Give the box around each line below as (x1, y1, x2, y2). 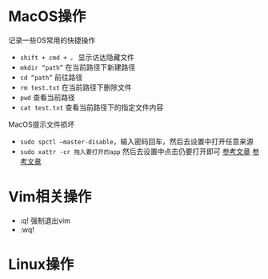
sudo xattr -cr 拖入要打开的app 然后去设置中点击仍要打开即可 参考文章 (19, 146, 250, 156)
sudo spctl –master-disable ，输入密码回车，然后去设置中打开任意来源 (19, 136, 254, 146)
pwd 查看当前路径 (19, 92, 76, 102)
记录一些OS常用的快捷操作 (8, 35, 96, 45)
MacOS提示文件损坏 (8, 119, 75, 129)
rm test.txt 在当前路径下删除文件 (19, 82, 132, 92)
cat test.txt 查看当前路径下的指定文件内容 (19, 102, 164, 112)
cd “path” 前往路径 (19, 72, 83, 82)
